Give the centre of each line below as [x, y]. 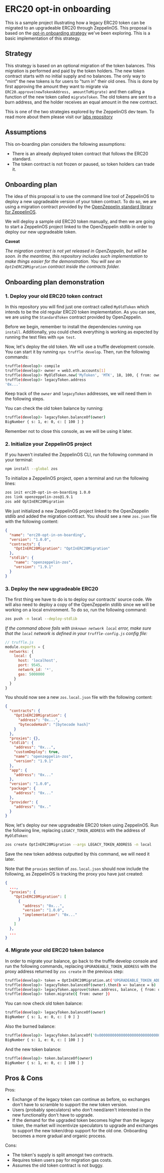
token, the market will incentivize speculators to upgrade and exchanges [85, 1125]
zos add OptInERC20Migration [35, 502]
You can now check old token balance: [44, 1003]
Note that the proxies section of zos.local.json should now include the [77, 869]
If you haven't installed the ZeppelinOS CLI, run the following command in [79, 454]
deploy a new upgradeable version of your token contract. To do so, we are [81, 202]
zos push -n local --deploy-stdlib [41, 619]
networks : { [22, 651]
